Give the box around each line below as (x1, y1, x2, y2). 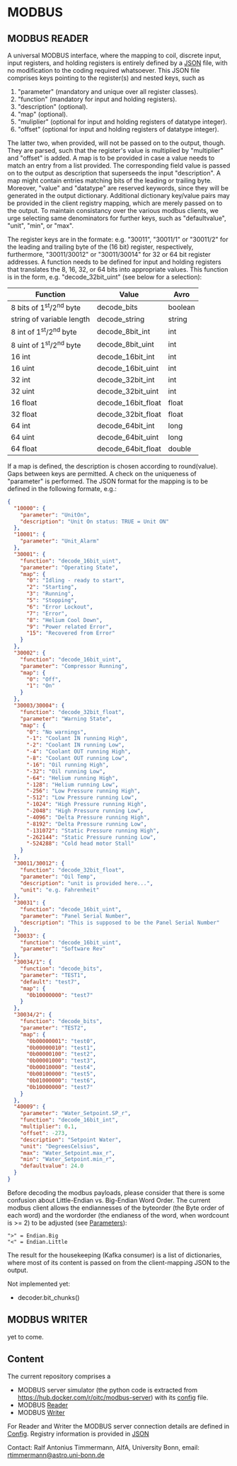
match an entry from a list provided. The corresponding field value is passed (7, 161, 231, 170)
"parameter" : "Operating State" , (20, 564, 119, 571)
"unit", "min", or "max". (7, 221, 74, 230)
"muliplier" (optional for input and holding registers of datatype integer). (17, 117, 228, 126)
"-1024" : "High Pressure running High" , (25, 801, 147, 808)
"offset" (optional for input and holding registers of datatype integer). (17, 125, 219, 133)
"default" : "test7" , (20, 978, 81, 986)
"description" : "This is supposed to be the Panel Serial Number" (20, 919, 220, 926)
